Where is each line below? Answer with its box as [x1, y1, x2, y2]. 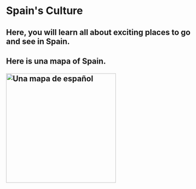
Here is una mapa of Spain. [6, 56, 106, 66]
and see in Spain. [6, 36, 70, 46]
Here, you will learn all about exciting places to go [6, 27, 191, 37]
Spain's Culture [6, 4, 83, 17]
